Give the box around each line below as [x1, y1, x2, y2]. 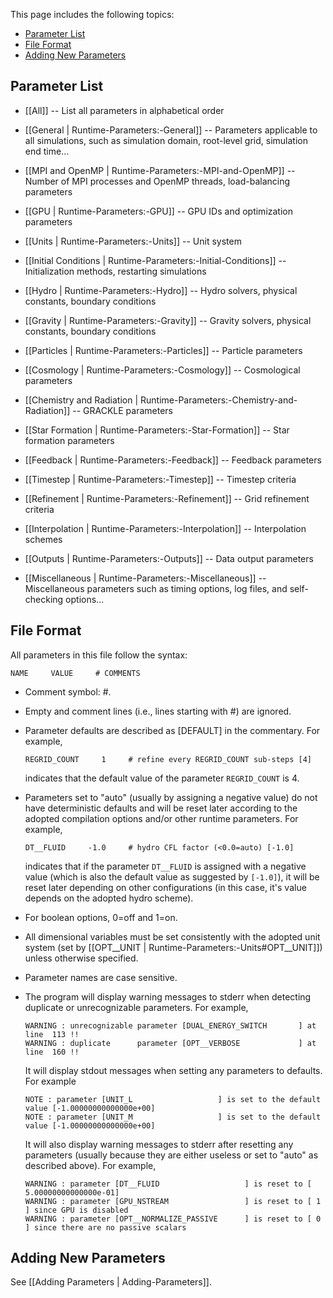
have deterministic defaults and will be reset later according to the [24, 802, 298, 814]
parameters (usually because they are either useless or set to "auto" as [24, 1149, 319, 1161]
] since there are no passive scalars [24, 1222, 187, 1233]
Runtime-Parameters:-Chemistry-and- [140, 394, 298, 406]
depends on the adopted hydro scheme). [24, 892, 194, 904]
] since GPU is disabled [24, 1205, 129, 1215]
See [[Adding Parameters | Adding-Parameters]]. [10, 1276, 212, 1288]
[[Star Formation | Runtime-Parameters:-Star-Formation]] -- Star [24, 424, 290, 436]
